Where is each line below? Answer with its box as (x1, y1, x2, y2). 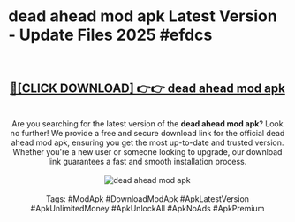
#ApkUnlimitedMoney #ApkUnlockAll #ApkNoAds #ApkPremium (30, 203, 265, 213)
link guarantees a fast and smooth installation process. (48, 156, 247, 166)
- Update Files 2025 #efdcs (8, 25, 213, 45)
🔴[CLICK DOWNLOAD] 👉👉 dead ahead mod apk (9, 81, 286, 96)
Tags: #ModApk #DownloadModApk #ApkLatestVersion (46, 193, 249, 204)
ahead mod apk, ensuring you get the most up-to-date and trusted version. (11, 137, 284, 148)
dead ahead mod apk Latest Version (8, 6, 277, 27)
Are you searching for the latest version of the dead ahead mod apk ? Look (11, 118, 284, 129)
